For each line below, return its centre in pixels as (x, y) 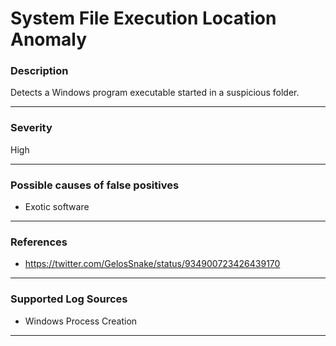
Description (39, 71)
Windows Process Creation (81, 321)
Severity (31, 128)
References (39, 242)
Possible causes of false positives (95, 185)
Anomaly (49, 39)
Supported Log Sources (69, 299)
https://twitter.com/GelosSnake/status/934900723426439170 (152, 264)
